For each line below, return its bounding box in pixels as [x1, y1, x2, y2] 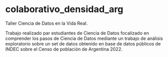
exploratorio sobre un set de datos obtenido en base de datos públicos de [5, 40, 161, 46]
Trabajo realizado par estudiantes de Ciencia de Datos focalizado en [5, 30, 149, 36]
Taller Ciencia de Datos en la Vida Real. [5, 20, 88, 26]
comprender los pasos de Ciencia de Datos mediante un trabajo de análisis [5, 35, 163, 41]
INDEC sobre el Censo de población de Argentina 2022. [5, 46, 123, 52]
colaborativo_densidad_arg [5, 4, 124, 15]
